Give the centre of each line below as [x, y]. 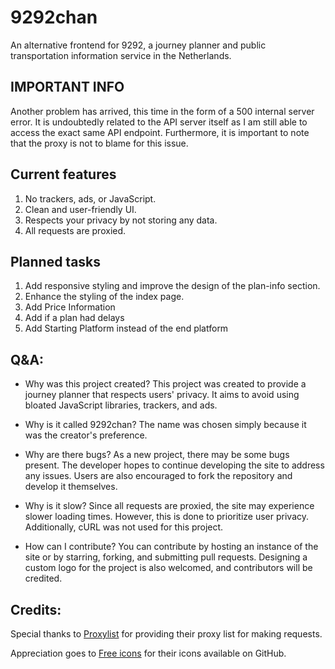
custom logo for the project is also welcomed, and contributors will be [168, 568]
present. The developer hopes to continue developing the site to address [174, 465]
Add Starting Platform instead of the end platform [126, 328]
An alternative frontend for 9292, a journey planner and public [138, 45]
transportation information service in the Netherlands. [121, 55]
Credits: [36, 609]
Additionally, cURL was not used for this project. [124, 527]
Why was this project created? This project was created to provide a [165, 384]
